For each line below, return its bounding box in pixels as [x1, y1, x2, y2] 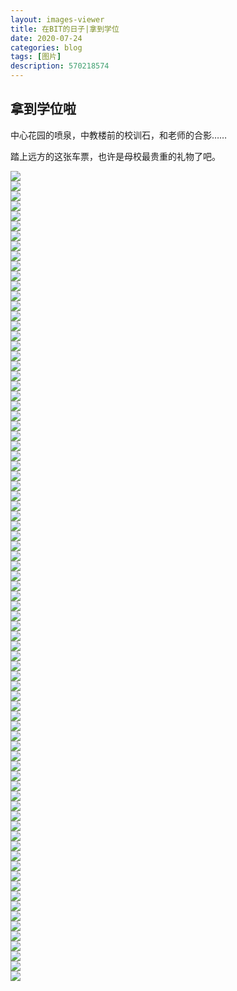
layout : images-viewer [10, 14, 105, 25]
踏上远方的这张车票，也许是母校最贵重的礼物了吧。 [10, 150, 221, 162]
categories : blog [10, 42, 83, 53]
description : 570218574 [10, 61, 110, 71]
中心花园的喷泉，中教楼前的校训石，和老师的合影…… [10, 129, 228, 141]
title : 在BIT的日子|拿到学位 [10, 24, 120, 34]
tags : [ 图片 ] [10, 52, 62, 62]
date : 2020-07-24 [10, 33, 83, 43]
